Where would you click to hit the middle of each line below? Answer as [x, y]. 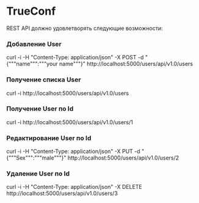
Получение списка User [44, 79]
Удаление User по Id [38, 174]
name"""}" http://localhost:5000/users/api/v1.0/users [126, 64]
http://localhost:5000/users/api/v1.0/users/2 [123, 158]
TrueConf [31, 11]
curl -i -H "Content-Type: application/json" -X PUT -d [73, 152]
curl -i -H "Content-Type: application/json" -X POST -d [75, 57]
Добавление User [34, 44]
